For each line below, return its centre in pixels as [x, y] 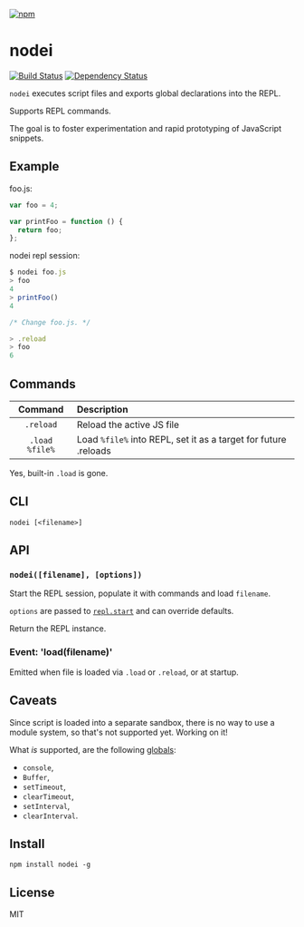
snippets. [27, 138]
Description [102, 409]
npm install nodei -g [50, 865]
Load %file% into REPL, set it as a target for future [181, 439]
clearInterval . [50, 815]
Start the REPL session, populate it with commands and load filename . [140, 593]
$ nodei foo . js [38, 272]
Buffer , [36, 776]
